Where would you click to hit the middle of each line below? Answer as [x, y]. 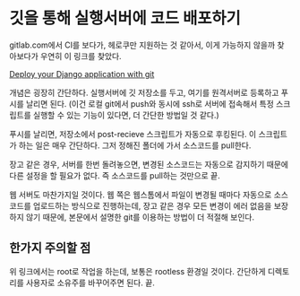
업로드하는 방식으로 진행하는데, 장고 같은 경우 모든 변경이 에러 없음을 [152, 205]
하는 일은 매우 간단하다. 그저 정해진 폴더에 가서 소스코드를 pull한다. [135, 145]
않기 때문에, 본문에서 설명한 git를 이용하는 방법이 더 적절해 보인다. [140, 217]
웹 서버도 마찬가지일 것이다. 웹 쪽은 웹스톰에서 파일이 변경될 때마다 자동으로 [141, 195]
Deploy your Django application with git [82, 74]
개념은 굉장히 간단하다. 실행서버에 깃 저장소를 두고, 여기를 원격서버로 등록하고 [144, 92]
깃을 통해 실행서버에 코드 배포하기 [125, 18]
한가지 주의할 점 [50, 248]
